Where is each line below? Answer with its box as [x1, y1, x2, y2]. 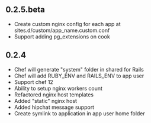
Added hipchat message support [14, 103, 95, 111]
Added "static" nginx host [14, 97, 78, 104]
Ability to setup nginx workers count [14, 85, 103, 92]
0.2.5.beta [5, 5, 45, 15]
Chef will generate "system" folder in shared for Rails [14, 66, 144, 73]
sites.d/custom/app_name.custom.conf [14, 27, 110, 34]
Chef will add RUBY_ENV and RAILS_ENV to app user [14, 72, 144, 79]
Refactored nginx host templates [14, 91, 94, 98]
